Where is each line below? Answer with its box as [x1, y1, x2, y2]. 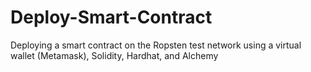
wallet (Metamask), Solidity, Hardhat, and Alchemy [10, 49, 219, 61]
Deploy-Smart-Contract [10, 6, 213, 29]
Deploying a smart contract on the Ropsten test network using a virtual [10, 39, 302, 51]
